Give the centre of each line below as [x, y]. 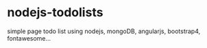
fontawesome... [29, 38]
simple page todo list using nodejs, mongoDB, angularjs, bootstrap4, [104, 31]
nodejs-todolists [55, 13]
